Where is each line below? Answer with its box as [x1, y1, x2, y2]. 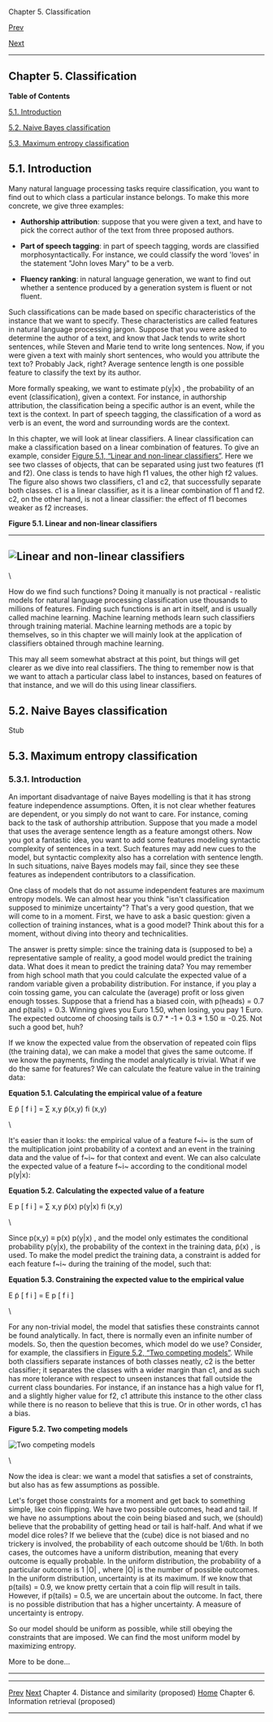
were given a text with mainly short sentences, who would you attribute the [8, 350, 260, 360]
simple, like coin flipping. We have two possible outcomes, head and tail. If [8, 1504, 258, 1514]
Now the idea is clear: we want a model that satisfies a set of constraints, [8, 1471, 253, 1481]
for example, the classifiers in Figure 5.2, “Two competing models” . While [8, 1347, 253, 1357]
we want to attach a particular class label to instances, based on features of [8, 672, 262, 681]
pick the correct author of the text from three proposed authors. [19, 225, 234, 235]
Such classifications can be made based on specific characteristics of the [8, 307, 256, 316]
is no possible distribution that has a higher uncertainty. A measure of [8, 1599, 241, 1609]
